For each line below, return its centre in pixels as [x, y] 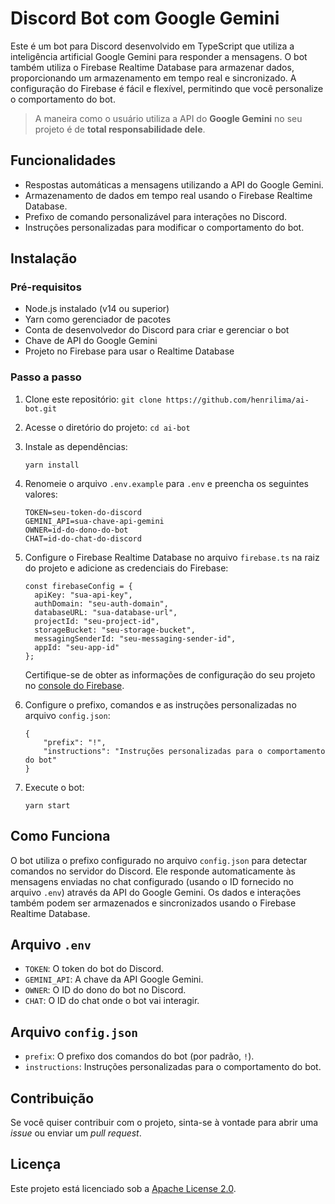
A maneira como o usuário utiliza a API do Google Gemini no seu [168, 118]
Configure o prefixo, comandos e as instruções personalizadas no [160, 704]
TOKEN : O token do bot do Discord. [94, 969]
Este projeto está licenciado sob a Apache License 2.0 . [123, 1188]
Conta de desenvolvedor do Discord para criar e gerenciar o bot [157, 330]
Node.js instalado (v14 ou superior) [97, 309]
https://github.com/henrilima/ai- [237, 400]
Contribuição [52, 1098]
